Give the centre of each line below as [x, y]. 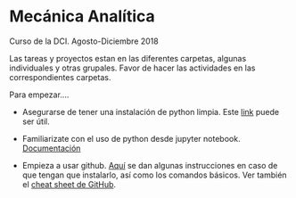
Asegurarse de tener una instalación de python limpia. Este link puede [150, 111]
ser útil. [36, 121]
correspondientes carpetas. [60, 77]
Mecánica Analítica [82, 16]
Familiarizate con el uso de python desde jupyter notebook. [131, 138]
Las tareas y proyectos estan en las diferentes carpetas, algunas [128, 58]
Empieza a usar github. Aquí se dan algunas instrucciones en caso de [150, 165]
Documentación [51, 148]
